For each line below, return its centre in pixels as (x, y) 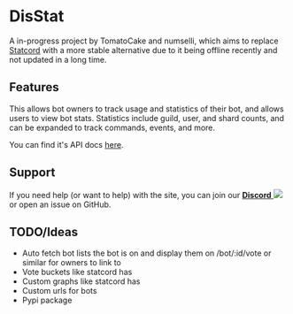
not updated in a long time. (58, 59)
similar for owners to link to (71, 263)
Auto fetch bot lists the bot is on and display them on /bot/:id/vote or (146, 253)
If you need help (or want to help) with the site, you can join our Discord (140, 195)
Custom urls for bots (59, 291)
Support (32, 173)
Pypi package (47, 300)
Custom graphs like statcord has (81, 281)
